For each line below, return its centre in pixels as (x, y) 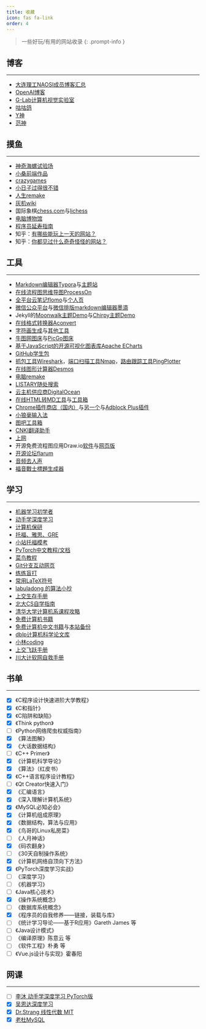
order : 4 (17, 23)
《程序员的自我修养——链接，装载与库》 (66, 915)
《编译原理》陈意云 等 (43, 938)
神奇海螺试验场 (34, 166)
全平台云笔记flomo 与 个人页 (49, 300)
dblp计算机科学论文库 (42, 634)
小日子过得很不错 (37, 188)
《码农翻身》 (31, 845)
